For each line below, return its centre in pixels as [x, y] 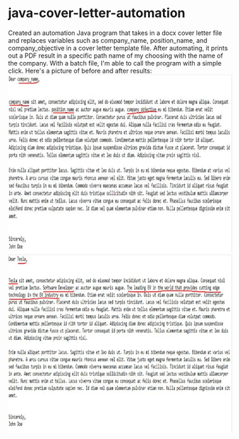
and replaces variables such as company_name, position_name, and [108, 40]
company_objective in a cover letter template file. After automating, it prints [118, 48]
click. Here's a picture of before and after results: [80, 71]
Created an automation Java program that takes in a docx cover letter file [115, 33]
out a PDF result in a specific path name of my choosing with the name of [116, 56]
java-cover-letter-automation [97, 13]
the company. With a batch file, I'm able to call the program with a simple [115, 63]
